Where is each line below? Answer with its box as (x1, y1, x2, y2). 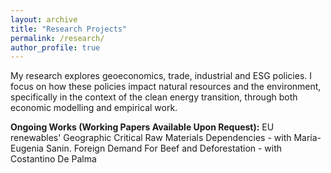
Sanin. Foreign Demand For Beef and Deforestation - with (45, 142, 283, 155)
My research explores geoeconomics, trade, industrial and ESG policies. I (10, 70, 313, 82)
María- (293, 132, 322, 144)
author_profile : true (10, 42, 101, 53)
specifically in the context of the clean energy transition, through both (10, 91, 298, 103)
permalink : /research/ (10, 33, 105, 43)
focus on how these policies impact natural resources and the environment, (10, 81, 322, 93)
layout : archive (10, 14, 78, 25)
